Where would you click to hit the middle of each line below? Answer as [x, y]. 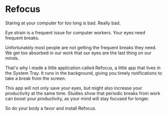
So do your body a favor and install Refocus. [51, 108]
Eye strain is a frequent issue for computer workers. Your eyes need [75, 32]
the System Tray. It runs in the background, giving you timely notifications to [84, 73]
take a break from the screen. [35, 78]
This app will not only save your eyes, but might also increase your [74, 88]
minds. [12, 58]
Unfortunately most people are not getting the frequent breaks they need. [81, 47]
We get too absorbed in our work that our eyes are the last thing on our [78, 53]
